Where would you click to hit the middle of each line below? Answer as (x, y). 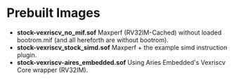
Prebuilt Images (53, 13)
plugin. (27, 55)
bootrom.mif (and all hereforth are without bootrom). (93, 39)
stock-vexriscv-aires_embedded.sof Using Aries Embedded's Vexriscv (121, 62)
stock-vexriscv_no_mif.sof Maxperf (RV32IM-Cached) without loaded (119, 32)
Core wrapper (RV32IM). (52, 70)
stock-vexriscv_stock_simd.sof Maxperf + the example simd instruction (122, 47)
